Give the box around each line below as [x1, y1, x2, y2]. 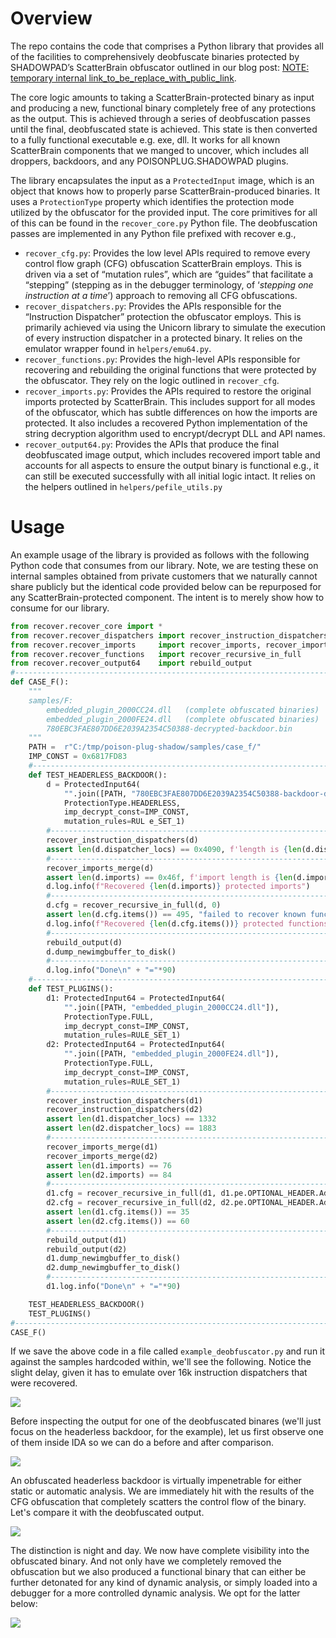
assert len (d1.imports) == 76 [46, 1160, 172, 1171]
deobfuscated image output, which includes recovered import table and [24, 448, 321, 461]
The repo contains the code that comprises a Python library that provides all [10, 40, 324, 52]
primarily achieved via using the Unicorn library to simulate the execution [24, 321, 326, 333]
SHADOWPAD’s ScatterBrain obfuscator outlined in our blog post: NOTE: [10, 61, 310, 73]
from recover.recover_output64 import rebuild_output [10, 658, 253, 669]
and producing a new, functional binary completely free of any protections [10, 102, 317, 114]
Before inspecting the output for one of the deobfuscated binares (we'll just [10, 1415, 322, 1427]
